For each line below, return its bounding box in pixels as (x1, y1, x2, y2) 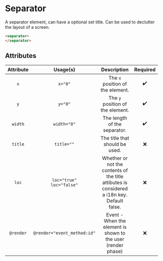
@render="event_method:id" (33, 230, 96, 236)
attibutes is (102, 179, 128, 186)
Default (106, 197, 124, 204)
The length (102, 114, 128, 121)
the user (105, 236, 125, 242)
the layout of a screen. (5, 24, 50, 30)
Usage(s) (53, 66, 76, 73)
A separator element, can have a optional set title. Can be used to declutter (5, 19, 155, 25)
